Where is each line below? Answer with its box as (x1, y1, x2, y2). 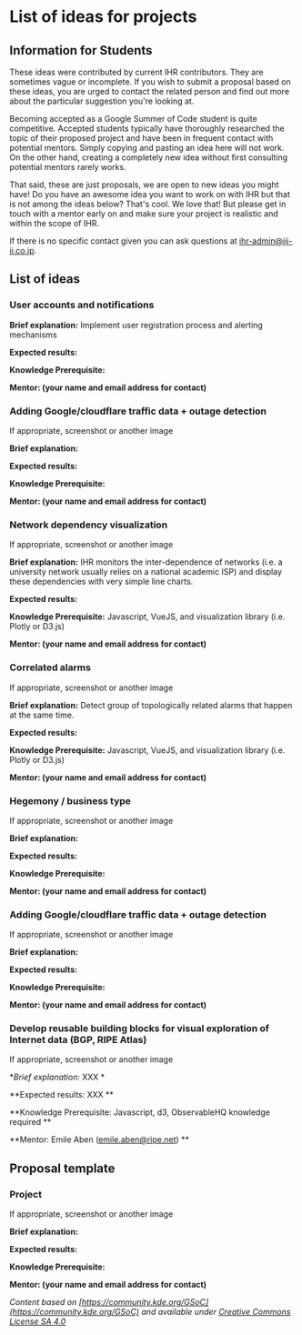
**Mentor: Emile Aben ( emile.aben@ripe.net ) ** (9, 1134, 189, 1145)
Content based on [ (9, 1297, 83, 1308)
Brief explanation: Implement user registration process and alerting (9, 319, 264, 330)
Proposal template (9, 1160, 116, 1176)
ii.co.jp (9, 246, 35, 256)
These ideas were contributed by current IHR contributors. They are (9, 66, 264, 77)
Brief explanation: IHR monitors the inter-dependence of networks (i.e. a (9, 557, 284, 567)
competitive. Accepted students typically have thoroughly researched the (9, 123, 285, 134)
